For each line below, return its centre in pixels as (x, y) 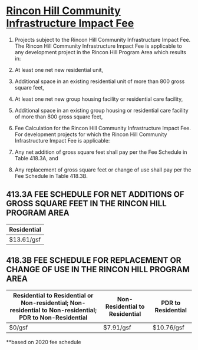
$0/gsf (19, 327)
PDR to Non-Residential (53, 318)
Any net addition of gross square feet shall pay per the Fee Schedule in (101, 152)
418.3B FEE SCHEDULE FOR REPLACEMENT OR (94, 260)
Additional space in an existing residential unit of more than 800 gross (100, 81)
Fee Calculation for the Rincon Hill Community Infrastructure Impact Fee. (103, 128)
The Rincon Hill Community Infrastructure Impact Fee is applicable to (98, 46)
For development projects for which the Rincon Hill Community (91, 134)
